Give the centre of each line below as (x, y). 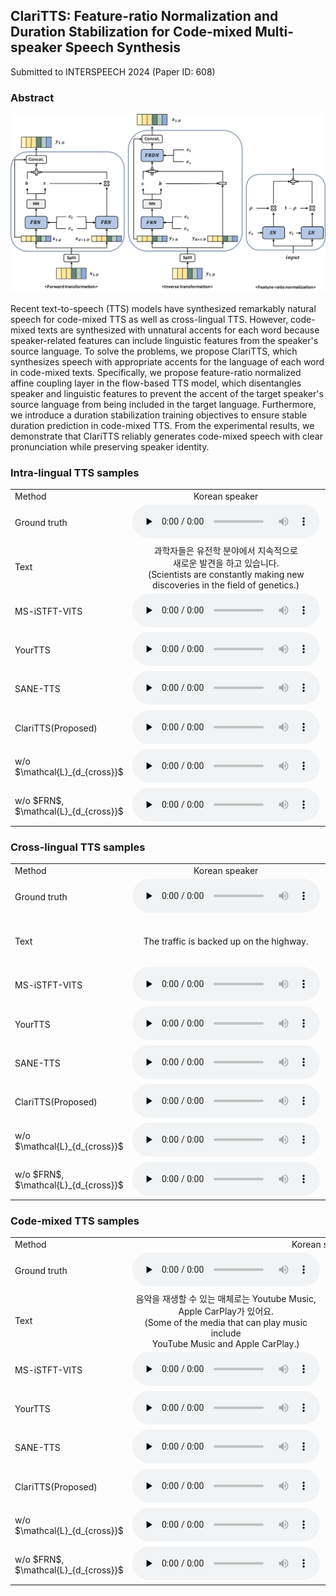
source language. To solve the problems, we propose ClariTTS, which (154, 351)
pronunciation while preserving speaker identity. (110, 447)
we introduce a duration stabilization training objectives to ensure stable (159, 415)
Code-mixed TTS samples (75, 1221)
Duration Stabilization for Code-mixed (131, 32)
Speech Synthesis (123, 47)
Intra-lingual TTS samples (75, 472)
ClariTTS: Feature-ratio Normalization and (144, 16)
